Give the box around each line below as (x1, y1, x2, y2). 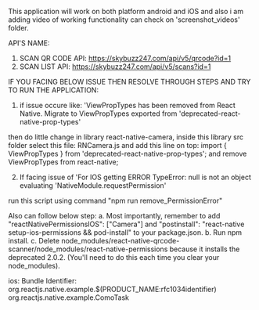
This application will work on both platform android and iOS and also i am (8, 7, 244, 16)
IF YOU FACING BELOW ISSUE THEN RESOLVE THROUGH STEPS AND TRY (8, 77, 251, 86)
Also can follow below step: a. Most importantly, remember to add (8, 211, 221, 220)
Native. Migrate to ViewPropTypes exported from (19, 109, 178, 118)
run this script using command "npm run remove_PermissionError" (8, 196, 223, 205)
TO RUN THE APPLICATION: (8, 85, 99, 95)
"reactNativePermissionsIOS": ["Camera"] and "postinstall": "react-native (8, 219, 245, 229)
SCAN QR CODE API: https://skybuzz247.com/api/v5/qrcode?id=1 (19, 54, 232, 63)
